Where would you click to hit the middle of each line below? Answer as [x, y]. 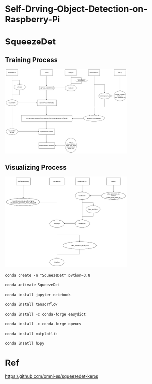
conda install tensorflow [31, 304]
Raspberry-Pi [33, 19]
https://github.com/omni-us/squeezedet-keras [52, 376]
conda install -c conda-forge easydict [46, 314]
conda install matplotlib [31, 334]
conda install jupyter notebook [38, 295]
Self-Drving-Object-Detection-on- [76, 9]
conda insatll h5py [25, 343]
